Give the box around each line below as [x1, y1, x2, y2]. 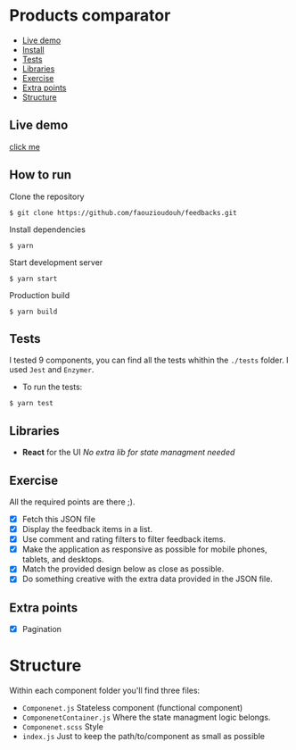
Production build [9, 289, 70, 300]
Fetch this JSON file [21, 514, 96, 524]
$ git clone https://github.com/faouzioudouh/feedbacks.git [9, 208, 238, 217]
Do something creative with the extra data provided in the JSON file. [21, 573, 274, 585]
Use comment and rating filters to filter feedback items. [21, 534, 226, 545]
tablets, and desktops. [21, 554, 104, 565]
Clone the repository [9, 191, 85, 202]
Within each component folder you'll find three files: [9, 685, 201, 696]
